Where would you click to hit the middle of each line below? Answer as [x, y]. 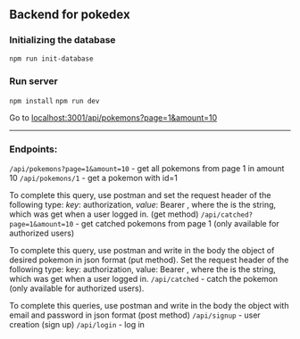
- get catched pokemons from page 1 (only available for [177, 224]
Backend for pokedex [70, 15]
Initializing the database [62, 40]
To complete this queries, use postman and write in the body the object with [149, 306]
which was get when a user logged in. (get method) [104, 214]
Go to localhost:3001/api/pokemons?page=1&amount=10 [113, 117]
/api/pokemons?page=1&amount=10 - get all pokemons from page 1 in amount [147, 169]
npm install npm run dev [54, 101]
